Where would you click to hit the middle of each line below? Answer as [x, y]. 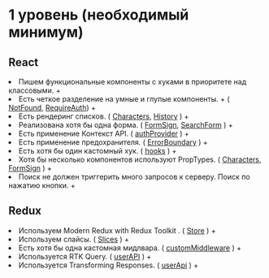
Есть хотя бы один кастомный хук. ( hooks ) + [98, 151]
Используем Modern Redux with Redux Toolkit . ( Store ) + [118, 230]
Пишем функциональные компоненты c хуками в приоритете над [132, 82]
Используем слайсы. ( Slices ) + [74, 239]
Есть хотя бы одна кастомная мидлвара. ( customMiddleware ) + [130, 248]
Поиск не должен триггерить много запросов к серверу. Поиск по [134, 177]
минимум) [46, 32]
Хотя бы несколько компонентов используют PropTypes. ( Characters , [140, 159]
